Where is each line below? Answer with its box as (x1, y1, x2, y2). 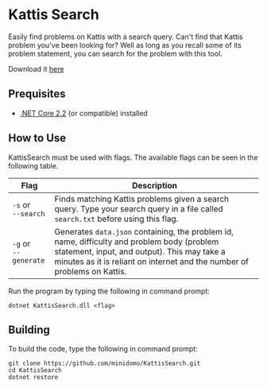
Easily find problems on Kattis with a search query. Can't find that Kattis (8, 32, 243, 41)
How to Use (8, 131, 67, 145)
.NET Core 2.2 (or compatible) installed (19, 108, 149, 118)
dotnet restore (8, 374, 59, 382)
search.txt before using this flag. (54, 213, 179, 224)
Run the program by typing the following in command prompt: (8, 286, 211, 296)
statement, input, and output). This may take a (54, 246, 226, 257)
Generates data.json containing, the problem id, (54, 226, 234, 237)
